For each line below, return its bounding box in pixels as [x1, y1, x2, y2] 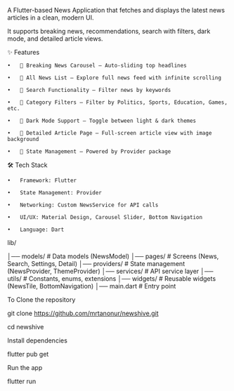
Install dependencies [7, 336, 68, 345]
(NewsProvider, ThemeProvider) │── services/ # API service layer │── [7, 267, 214, 275]
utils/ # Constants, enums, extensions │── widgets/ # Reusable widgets [7, 274, 216, 283]
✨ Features [7, 48, 40, 56]
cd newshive [7, 323, 44, 331]
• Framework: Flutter [7, 177, 77, 184]
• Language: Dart [7, 226, 65, 233]
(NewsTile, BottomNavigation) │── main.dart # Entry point [7, 282, 176, 290]
